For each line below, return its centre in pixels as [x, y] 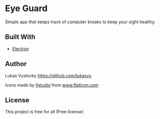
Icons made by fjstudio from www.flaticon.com [52, 85]
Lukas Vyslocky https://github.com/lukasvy [48, 75]
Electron [20, 48]
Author [16, 64]
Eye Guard [26, 8]
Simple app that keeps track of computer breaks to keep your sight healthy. [80, 22]
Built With [20, 37]
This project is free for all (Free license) [44, 112]
